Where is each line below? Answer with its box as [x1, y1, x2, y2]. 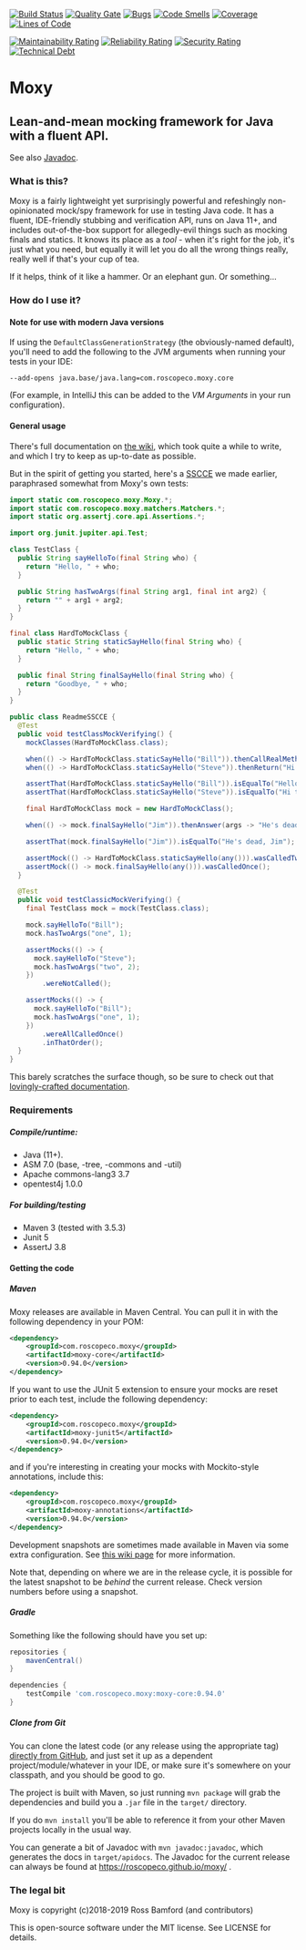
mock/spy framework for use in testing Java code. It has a [56, 205, 275, 216]
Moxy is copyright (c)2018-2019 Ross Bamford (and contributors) [9, 1904, 254, 1915]
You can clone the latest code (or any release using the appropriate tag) [9, 1740, 280, 1751]
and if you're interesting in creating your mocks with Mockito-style [9, 1462, 260, 1473]
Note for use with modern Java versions [9, 316, 164, 327]
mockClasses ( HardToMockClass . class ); [25, 738, 169, 747]
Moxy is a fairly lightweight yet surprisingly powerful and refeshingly [9, 196, 267, 207]
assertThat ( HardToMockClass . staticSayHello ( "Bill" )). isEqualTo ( [25, 779, 275, 788]
